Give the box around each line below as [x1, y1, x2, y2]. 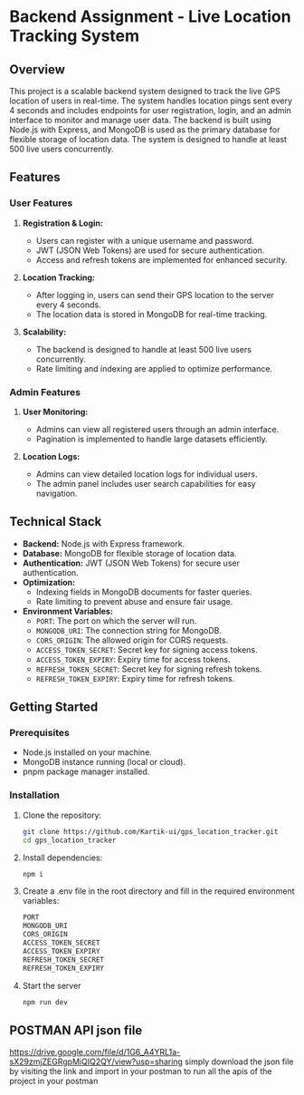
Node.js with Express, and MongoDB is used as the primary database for [9, 124, 280, 135]
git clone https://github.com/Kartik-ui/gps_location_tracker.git [22, 827, 279, 836]
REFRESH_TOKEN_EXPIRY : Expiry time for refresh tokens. [35, 673, 235, 683]
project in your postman [9, 1076, 99, 1087]
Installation [9, 789, 61, 801]
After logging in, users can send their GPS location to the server [35, 289, 274, 300]
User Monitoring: [22, 406, 89, 417]
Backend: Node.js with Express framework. [22, 538, 185, 549]
